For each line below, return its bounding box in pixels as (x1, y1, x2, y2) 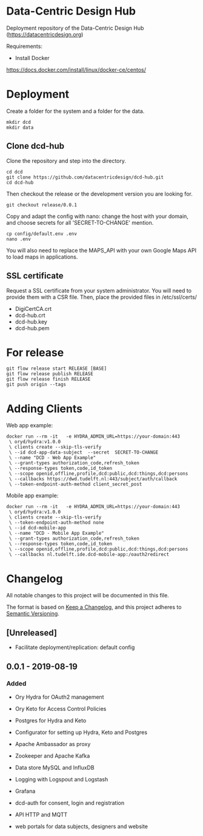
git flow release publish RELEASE (6, 371, 94, 377)
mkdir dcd (6, 119, 32, 125)
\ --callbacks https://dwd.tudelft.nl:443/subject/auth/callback (8, 476, 178, 482)
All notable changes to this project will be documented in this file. (6, 592, 170, 599)
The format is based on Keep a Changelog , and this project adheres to (6, 603, 182, 611)
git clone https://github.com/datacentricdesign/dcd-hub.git (6, 174, 164, 180)
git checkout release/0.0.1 (6, 202, 78, 208)
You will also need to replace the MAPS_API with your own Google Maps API (6, 246, 197, 254)
